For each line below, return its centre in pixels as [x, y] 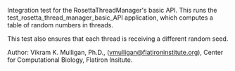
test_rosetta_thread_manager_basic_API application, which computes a [110, 18]
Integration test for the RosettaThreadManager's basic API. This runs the [112, 10]
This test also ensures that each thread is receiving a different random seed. [118, 39]
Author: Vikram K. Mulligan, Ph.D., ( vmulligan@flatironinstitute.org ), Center [115, 52]
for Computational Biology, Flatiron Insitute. [70, 60]
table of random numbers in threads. [61, 25]
